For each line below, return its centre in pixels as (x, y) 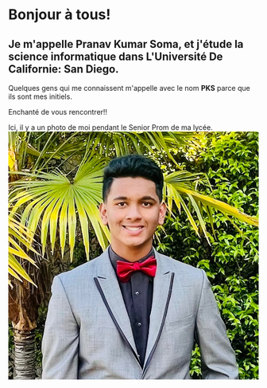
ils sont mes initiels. (41, 96)
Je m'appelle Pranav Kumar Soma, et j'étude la (126, 44)
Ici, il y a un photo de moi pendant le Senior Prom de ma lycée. (110, 127)
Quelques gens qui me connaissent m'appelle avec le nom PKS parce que (129, 88)
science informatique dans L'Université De (116, 56)
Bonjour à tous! (60, 15)
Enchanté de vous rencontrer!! (58, 112)
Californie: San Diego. (64, 69)
